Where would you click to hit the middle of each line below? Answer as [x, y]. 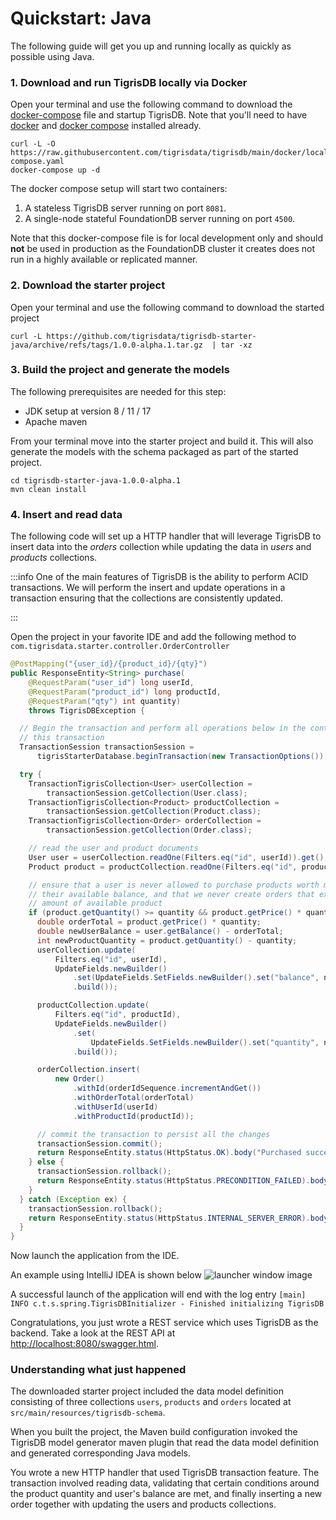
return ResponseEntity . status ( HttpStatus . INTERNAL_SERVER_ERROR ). [169, 1218]
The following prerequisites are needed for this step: [118, 391]
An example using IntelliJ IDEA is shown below [106, 1275]
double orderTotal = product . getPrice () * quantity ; [149, 922]
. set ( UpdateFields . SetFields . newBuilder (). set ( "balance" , [196, 978]
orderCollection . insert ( [88, 1070]
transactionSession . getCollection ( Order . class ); [149, 830]
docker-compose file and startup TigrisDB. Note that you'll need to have [159, 115]
